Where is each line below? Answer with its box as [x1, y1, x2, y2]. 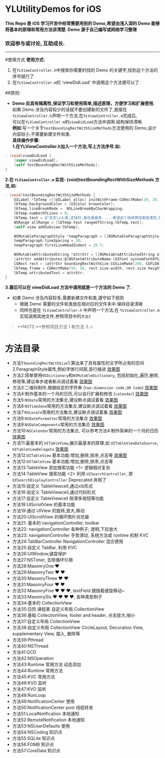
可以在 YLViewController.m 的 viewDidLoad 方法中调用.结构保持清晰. [12, 119, 143, 125]
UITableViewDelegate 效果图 [12, 446, 69, 452]
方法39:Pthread [12, 637, 44, 643]
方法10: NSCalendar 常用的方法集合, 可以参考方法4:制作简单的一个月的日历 [12, 428, 159, 434]
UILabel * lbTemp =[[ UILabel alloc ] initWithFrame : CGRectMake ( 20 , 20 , [14, 197, 160, 202]
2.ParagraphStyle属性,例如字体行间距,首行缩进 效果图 [12, 366, 120, 372]
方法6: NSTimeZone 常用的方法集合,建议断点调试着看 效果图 [12, 403, 127, 409]
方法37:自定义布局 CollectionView [12, 619, 80, 625]
